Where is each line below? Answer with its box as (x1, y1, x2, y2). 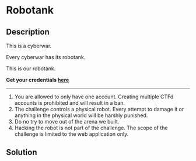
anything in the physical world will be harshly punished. (14, 112, 148, 119)
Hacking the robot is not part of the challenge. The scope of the (14, 124, 168, 131)
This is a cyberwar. (6, 42, 52, 49)
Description (6, 27, 50, 37)
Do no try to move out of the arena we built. (14, 118, 120, 125)
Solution (6, 148, 37, 157)
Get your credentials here (6, 77, 69, 83)
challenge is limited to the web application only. (14, 131, 129, 138)
